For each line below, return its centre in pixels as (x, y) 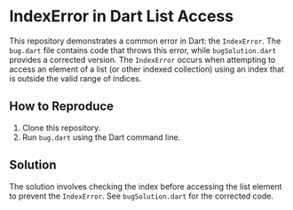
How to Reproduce (61, 107)
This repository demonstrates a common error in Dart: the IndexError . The (145, 41)
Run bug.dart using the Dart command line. (101, 137)
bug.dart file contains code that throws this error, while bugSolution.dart (143, 50)
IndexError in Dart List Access (122, 16)
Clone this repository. (61, 128)
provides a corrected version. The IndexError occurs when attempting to (143, 59)
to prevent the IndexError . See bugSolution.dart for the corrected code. (141, 196)
